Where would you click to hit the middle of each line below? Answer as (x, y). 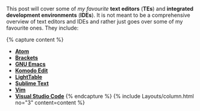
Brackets (26, 58)
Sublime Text (32, 83)
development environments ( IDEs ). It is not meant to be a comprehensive (98, 15)
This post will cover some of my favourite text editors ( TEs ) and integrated (100, 9)
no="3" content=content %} (50, 103)
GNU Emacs (30, 64)
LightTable (29, 77)
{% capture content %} (35, 40)
